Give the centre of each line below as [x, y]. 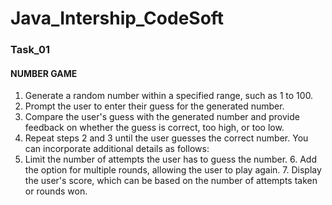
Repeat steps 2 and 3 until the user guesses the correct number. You [166, 138]
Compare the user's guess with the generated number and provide [162, 117]
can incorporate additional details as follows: [117, 149]
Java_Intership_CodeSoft [117, 18]
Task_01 [30, 50]
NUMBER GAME [44, 73]
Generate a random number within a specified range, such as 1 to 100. [169, 96]
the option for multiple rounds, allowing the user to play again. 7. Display [173, 170]
